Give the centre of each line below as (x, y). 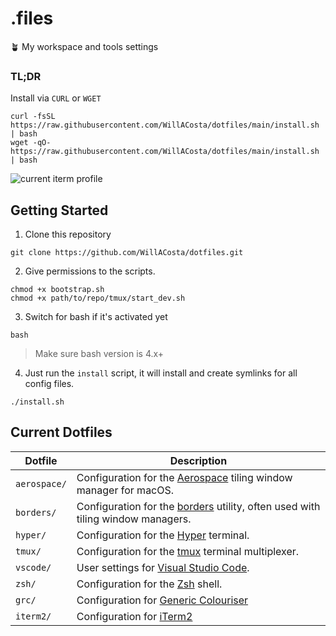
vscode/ (33, 567)
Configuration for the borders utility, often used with (198, 506)
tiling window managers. (134, 519)
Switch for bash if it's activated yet (96, 317)
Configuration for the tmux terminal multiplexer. (188, 551)
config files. (49, 384)
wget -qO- (31, 143)
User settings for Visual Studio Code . (163, 567)
